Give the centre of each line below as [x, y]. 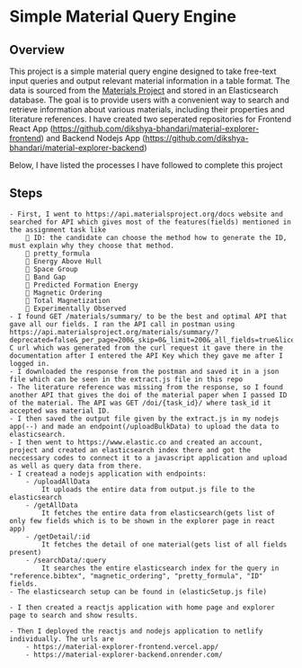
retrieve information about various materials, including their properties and [147, 109]
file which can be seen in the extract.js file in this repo [126, 379]
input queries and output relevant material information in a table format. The [150, 81]
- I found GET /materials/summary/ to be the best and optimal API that [148, 316]
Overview [37, 50]
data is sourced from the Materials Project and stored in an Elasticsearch [144, 90]
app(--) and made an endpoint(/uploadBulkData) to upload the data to [144, 426]
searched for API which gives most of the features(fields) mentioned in [151, 222]
